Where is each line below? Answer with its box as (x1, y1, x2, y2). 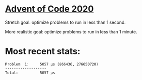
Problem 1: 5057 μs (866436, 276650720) (5, 62, 98, 66)
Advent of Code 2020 (5, 3, 94, 15)
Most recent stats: (5, 46, 81, 57)
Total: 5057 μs (5, 70, 55, 75)
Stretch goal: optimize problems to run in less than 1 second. (5, 19, 126, 25)
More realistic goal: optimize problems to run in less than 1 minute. (5, 29, 137, 34)
